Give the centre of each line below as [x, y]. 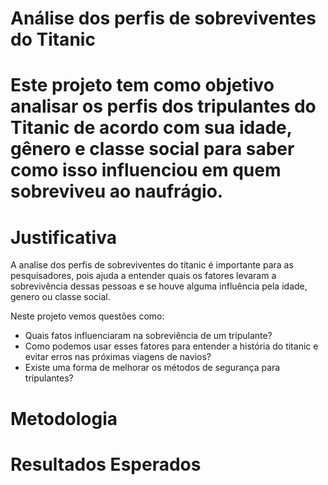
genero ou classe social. [60, 297]
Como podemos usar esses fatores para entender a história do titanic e [171, 346]
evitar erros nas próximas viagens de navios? [118, 357]
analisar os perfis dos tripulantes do [163, 106]
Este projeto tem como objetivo [142, 85]
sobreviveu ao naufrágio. [117, 191]
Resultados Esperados [106, 464]
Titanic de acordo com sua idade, [151, 128]
